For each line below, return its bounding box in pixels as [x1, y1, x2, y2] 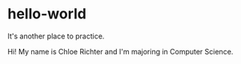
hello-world [7, 5, 87, 23]
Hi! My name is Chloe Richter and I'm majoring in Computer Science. [7, 46, 234, 56]
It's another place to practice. [7, 31, 105, 41]
